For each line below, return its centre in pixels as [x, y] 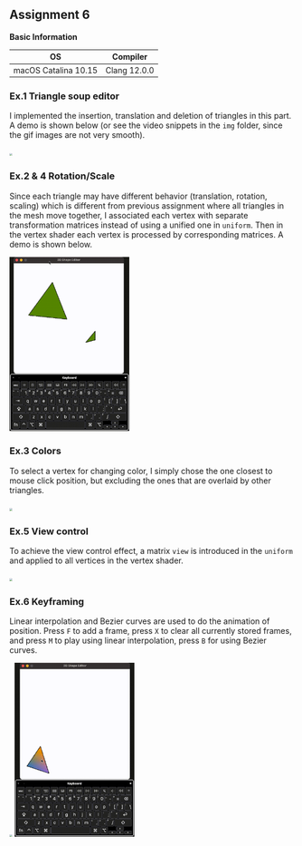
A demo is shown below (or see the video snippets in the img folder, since [146, 125]
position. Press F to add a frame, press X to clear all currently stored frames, [151, 631]
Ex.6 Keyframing [47, 602]
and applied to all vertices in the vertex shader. [96, 560]
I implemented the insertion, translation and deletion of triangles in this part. [151, 116]
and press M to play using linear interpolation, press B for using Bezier [138, 641]
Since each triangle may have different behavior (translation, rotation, [139, 196]
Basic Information [44, 36]
